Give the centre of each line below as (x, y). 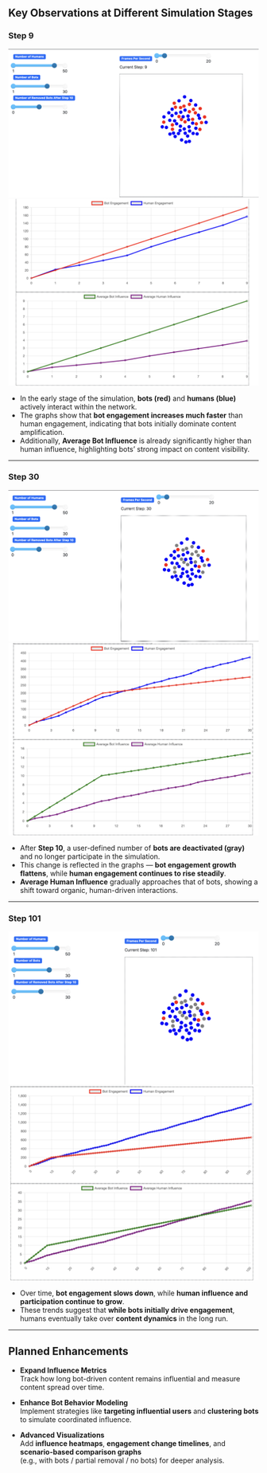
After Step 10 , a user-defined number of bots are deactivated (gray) (132, 848)
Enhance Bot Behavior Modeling (74, 1403)
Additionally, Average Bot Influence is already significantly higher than (135, 441)
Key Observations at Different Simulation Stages (131, 13)
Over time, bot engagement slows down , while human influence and (134, 1293)
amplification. (42, 432)
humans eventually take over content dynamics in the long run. (124, 1318)
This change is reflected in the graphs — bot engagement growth (128, 865)
